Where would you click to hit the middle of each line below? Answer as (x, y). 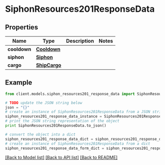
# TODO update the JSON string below (44, 103)
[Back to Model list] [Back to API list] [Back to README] (61, 158)
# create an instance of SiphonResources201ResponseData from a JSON (78, 112)
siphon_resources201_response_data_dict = (49, 139)
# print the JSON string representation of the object (62, 121)
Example (19, 83)
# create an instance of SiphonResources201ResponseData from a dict (78, 143)
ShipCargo (49, 65)
